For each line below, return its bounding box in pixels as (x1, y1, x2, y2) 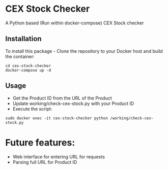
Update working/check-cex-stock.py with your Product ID (12, 100, 134, 107)
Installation (5, 35, 42, 43)
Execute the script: (12, 106, 52, 112)
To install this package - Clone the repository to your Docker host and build (5, 48, 163, 54)
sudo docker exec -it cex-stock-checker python (5, 115, 108, 121)
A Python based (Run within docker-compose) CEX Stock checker (5, 20, 144, 26)
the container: (5, 53, 35, 59)
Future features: (5, 137, 75, 148)
